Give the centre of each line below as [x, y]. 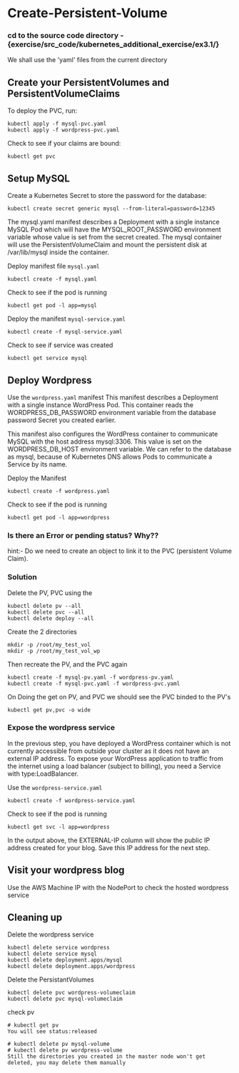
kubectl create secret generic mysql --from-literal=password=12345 [111, 209]
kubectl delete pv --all [44, 606]
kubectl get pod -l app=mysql [52, 306]
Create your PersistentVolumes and [88, 83]
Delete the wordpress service [51, 934]
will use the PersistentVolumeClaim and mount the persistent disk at [107, 245]
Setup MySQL [39, 178]
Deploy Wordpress [50, 380]
